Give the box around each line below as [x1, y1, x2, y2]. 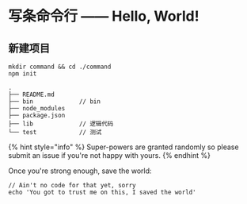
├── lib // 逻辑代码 [8, 120, 114, 128]
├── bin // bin [8, 98, 101, 106]
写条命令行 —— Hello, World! [8, 7, 199, 25]
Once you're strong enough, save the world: [8, 166, 152, 175]
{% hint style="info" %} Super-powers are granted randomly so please [8, 142, 239, 152]
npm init [8, 70, 37, 78]
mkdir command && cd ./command [8, 63, 112, 71]
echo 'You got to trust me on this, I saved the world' [8, 188, 196, 196]
